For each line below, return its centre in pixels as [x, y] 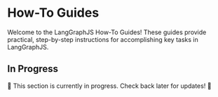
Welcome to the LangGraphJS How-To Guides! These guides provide [107, 32]
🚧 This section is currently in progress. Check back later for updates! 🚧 [109, 86]
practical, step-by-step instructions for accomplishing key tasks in [103, 39]
